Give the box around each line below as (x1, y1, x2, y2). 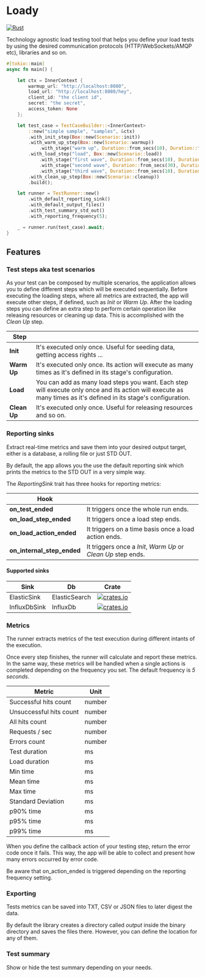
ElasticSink (9, 593, 41, 601)
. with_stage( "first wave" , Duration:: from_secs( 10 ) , (38, 157, 176, 163)
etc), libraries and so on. (6, 48, 68, 56)
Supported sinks (6, 567, 49, 574)
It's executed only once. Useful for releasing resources (35, 403, 193, 412)
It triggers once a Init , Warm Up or (86, 542, 184, 551)
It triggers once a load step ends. (86, 515, 181, 523)
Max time (9, 787, 36, 796)
